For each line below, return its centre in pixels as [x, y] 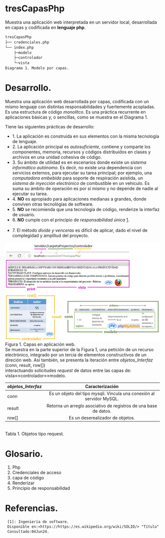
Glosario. [24, 454]
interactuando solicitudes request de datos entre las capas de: [68, 370]
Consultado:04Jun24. [28, 532]
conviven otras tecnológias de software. [53, 204]
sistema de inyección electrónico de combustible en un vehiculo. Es [81, 183]
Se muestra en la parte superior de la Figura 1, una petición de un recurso [79, 349]
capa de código [28, 478]
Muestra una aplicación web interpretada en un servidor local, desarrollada [81, 22]
